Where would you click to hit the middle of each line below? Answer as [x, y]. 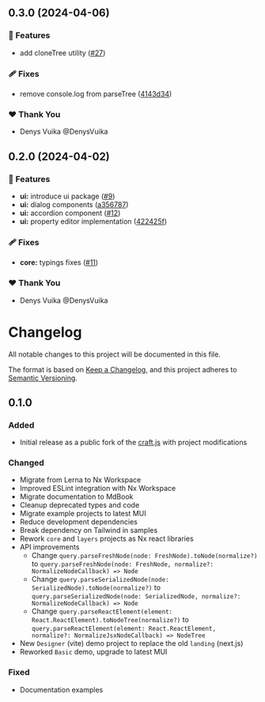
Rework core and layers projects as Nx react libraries [106, 539]
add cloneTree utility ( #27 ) [62, 53]
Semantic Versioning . [43, 378]
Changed [26, 463]
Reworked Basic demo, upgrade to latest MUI [93, 652]
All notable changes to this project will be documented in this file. [115, 354]
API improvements [49, 547]
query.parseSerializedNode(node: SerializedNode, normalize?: [136, 597]
